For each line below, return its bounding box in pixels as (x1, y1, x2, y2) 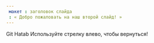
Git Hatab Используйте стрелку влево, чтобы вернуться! (6, 30, 148, 37)
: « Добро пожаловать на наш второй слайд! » (8, 14, 122, 20)
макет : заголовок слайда (8, 8, 72, 15)
